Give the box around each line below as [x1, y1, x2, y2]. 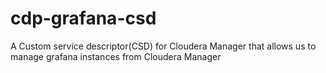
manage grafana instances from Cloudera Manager [10, 50, 222, 62]
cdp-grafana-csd [10, 7, 157, 30]
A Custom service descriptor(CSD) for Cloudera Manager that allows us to [10, 40, 317, 52]
